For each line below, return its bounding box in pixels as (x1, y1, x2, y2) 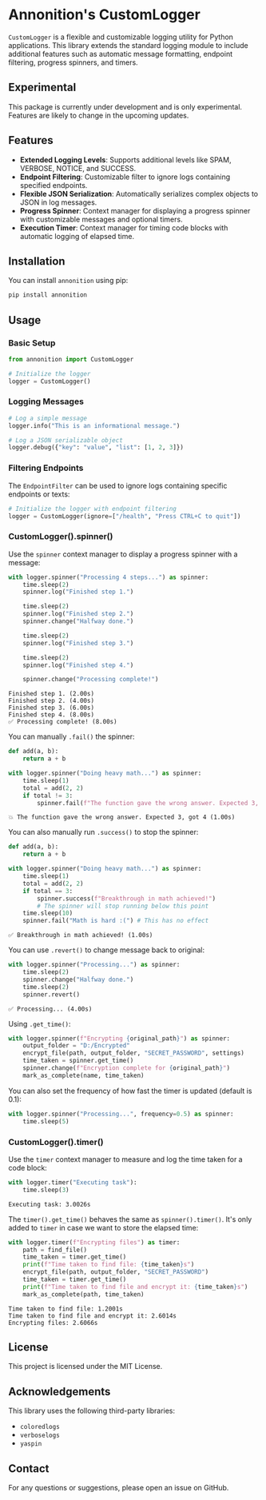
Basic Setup (8, 337, 56, 349)
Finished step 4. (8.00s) (8, 711, 94, 719)
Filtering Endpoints (8, 462, 84, 473)
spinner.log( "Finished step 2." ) (22, 610, 134, 618)
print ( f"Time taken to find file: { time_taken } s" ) (22, 1261, 195, 1269)
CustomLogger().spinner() (8, 531, 113, 542)
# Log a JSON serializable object (8, 436, 124, 445)
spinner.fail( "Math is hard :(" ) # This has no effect (22, 917, 209, 925)
